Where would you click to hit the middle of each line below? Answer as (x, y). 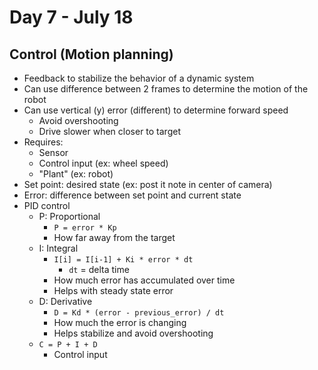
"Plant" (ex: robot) (76, 174)
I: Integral (58, 248)
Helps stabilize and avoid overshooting (133, 333)
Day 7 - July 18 (71, 17)
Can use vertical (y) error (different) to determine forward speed (156, 110)
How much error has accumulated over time (144, 280)
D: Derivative (65, 301)
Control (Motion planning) (91, 54)
